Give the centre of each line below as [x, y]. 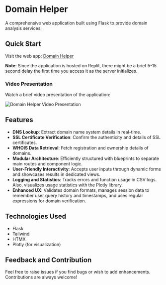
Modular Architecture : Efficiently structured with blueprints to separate [86, 158]
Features [19, 120]
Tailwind [21, 234]
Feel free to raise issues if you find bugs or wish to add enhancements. [78, 272]
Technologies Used [36, 216]
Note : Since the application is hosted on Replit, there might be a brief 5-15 [81, 65]
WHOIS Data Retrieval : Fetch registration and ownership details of [80, 147]
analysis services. [24, 28]
